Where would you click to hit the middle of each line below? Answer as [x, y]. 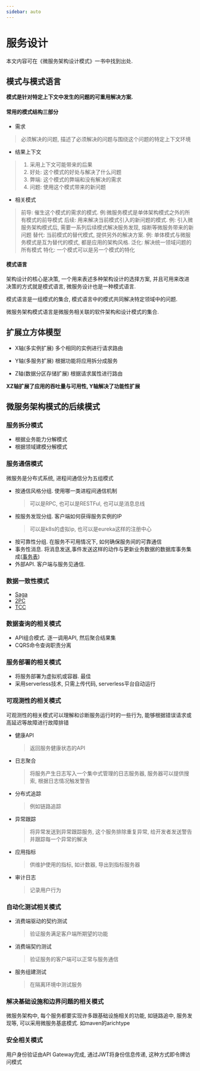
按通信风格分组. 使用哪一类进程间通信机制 [66, 490]
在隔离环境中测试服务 [56, 985]
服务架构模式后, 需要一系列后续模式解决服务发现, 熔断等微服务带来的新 [107, 227]
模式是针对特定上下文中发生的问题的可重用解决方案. [70, 97]
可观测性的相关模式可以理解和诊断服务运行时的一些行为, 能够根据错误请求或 [99, 715]
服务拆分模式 [25, 425]
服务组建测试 [30, 972]
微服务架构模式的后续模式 [53, 406]
